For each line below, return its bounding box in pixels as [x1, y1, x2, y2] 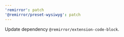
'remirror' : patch [5, 7, 44, 13]
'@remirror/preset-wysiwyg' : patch [5, 12, 81, 17]
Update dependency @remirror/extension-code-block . [5, 26, 120, 32]
